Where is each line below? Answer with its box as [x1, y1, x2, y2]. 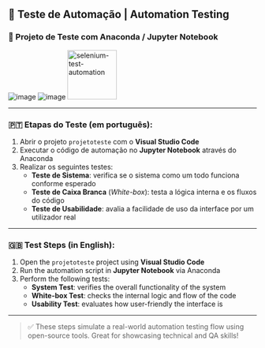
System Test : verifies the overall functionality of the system [31, 283, 226, 292]
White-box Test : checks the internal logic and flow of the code [31, 291, 237, 301]
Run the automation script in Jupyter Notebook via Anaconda [19, 266, 221, 275]
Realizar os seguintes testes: [19, 162, 114, 171]
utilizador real [31, 212, 77, 222]
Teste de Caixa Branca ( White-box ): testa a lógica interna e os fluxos [31, 187, 257, 196]
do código [31, 195, 65, 205]
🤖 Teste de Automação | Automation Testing [8, 8, 230, 21]
